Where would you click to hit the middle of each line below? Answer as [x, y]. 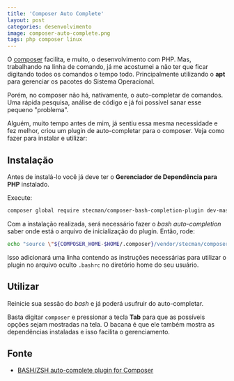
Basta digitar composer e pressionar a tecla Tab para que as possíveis [106, 317]
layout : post [26, 20]
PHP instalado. [29, 184]
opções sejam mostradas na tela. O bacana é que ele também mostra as [111, 324]
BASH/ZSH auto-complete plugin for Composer [85, 371]
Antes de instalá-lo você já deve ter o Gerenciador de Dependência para [112, 177]
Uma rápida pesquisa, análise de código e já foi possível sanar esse [104, 102]
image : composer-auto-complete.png [59, 33]
